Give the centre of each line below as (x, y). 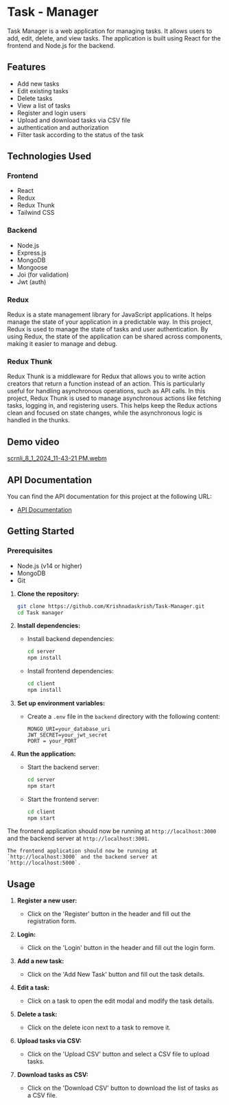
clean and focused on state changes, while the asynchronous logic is (105, 413)
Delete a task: (37, 1014)
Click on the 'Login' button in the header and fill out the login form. (121, 948)
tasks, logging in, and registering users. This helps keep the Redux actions (112, 406)
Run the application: (47, 754)
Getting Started (41, 532)
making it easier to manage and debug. (62, 344)
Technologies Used (49, 156)
